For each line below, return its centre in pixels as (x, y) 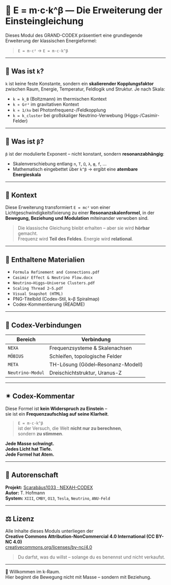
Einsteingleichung (45, 21)
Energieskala (27, 174)
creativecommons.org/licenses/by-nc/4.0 (49, 547)
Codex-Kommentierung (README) (49, 304)
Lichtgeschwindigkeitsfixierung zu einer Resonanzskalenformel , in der (80, 213)
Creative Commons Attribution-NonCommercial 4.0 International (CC (80, 537)
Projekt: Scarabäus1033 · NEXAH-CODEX (49, 487)
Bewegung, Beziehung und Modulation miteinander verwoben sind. (77, 218)
